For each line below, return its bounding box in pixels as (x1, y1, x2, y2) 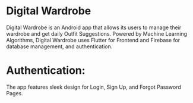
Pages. (6, 89, 23, 96)
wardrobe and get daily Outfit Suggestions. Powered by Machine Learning (6, 30, 188, 37)
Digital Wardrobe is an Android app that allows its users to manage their (6, 24, 182, 31)
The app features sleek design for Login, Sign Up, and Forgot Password (6, 83, 181, 90)
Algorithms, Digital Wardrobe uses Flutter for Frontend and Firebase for (6, 36, 181, 43)
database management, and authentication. (6, 43, 113, 50)
